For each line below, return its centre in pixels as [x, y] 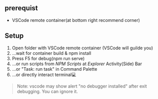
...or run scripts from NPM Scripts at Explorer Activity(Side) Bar [77, 64]
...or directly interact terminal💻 [44, 75]
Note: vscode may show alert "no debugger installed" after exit [82, 86]
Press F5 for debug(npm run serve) [48, 58]
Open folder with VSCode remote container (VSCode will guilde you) [82, 48]
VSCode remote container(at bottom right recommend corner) [76, 20]
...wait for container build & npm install [51, 53]
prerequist [21, 8]
